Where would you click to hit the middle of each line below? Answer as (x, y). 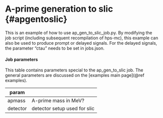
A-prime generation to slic (59, 9)
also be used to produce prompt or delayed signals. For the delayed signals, (81, 43)
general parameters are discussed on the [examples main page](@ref (75, 75)
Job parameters (21, 59)
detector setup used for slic (63, 109)
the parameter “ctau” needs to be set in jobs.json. (55, 48)
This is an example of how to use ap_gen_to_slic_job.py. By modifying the (79, 33)
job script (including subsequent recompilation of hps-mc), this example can (81, 38)
